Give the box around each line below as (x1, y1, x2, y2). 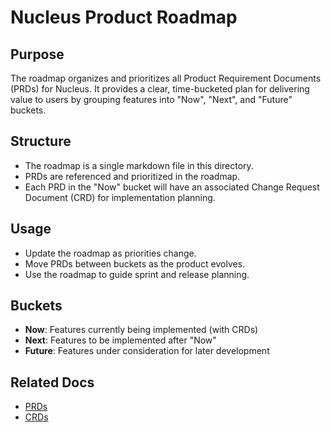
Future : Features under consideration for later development (24, 345, 270, 357)
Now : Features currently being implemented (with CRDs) (24, 324, 259, 336)
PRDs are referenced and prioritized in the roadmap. (24, 170, 241, 182)
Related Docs (10, 374, 95, 391)
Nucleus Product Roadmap (10, 6, 238, 29)
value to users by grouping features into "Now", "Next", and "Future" (10, 94, 293, 105)
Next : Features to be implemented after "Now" (24, 334, 217, 346)
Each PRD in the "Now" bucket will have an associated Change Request (24, 181, 320, 193)
